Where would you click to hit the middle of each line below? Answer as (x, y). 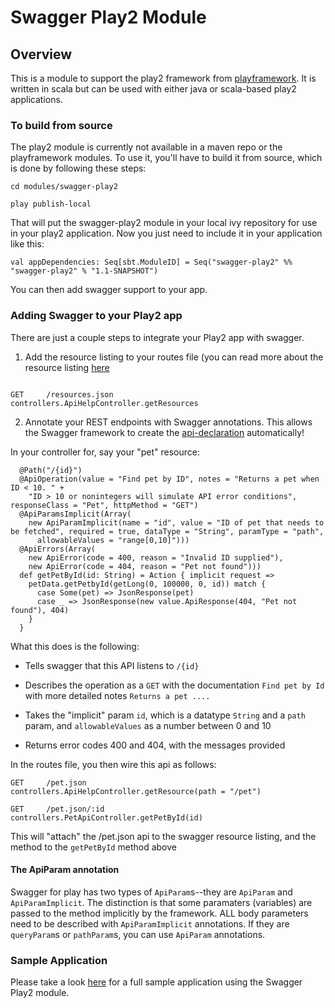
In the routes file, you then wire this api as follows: (113, 764)
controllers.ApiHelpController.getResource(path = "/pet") (136, 791)
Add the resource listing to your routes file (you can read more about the (174, 357)
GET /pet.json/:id (57, 809)
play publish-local (51, 204)
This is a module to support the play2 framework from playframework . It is (163, 78)
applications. (36, 99)
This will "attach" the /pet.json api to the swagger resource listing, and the (163, 836)
